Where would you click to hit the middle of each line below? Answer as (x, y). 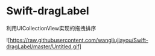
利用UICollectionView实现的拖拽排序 (51, 28)
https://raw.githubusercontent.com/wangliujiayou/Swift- (79, 40)
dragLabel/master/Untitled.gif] (44, 46)
